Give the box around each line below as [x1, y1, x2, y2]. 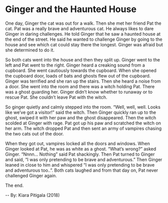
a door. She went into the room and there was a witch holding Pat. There [5, 83, 155, 89]
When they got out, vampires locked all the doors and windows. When [5, 140, 150, 147]
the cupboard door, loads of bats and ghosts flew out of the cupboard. [5, 73, 151, 79]
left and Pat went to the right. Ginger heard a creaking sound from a [5, 62, 145, 68]
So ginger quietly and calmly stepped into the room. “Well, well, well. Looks [5, 104, 160, 110]
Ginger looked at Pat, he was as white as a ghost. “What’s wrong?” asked [5, 146, 156, 152]
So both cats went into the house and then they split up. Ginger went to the [5, 56, 160, 62]
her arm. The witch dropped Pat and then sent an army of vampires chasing [5, 125, 162, 131]
